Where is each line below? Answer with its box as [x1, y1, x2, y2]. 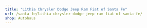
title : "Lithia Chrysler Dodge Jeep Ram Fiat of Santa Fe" [5, 7, 128, 12]
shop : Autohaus [5, 16, 36, 20]
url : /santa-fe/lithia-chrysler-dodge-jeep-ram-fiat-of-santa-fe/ [5, 11, 143, 16]
